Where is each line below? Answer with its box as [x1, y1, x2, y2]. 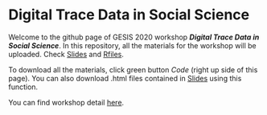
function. [8, 82, 39, 92]
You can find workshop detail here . [8, 97, 125, 107]
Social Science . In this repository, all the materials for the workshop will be [8, 40, 257, 50]
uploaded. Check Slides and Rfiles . [8, 49, 125, 59]
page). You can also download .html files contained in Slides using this [8, 73, 242, 83]
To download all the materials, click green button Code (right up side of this [8, 64, 258, 74]
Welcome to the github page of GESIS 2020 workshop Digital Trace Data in [8, 32, 260, 42]
